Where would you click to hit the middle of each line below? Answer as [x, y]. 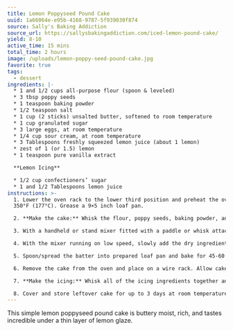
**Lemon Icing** [37, 168]
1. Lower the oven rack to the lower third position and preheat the [116, 199]
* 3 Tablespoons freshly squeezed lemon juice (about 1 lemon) [106, 143]
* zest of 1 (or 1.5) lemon [54, 149]
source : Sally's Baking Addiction [57, 26]
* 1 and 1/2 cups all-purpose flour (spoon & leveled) [94, 91]
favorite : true [29, 65]
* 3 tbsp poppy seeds [45, 98]
